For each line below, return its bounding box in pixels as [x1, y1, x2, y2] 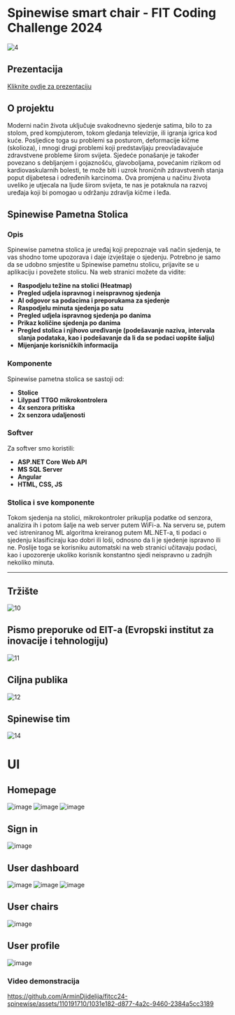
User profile [7, 940, 60, 952]
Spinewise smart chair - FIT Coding [7, 5, 217, 21]
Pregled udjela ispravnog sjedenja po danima [17, 311, 152, 320]
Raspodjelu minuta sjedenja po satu [17, 304, 124, 312]
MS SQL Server [17, 465, 63, 473]
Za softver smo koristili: [7, 444, 75, 452]
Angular [17, 472, 42, 481]
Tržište [7, 585, 38, 597]
